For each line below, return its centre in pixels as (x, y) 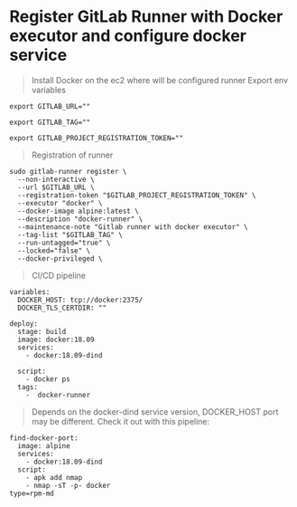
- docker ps (48, 379)
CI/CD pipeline (59, 275)
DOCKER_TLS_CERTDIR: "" (62, 308)
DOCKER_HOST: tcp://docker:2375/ (80, 300)
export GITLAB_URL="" (50, 106)
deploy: (24, 323)
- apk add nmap (54, 477)
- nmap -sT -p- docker (68, 485)
